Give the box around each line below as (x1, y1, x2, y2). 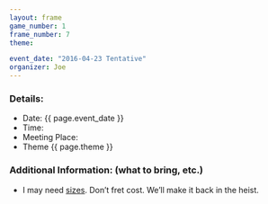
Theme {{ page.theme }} (22, 141, 114, 153)
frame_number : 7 (9, 30, 70, 39)
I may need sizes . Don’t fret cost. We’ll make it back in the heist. (22, 184, 259, 195)
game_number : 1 (9, 22, 67, 31)
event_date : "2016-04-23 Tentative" (9, 55, 147, 64)
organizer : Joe (9, 63, 67, 72)
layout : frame (9, 13, 63, 22)
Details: (9, 92, 44, 104)
